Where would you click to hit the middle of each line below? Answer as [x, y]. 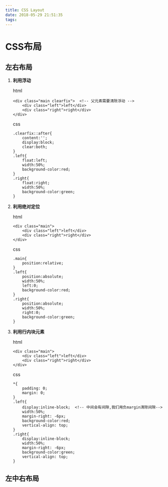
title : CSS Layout [25, 10]
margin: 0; [34, 393]
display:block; [38, 143]
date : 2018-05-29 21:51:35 [34, 15]
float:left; [35, 161]
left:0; [30, 286]
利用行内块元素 [28, 332]
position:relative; [43, 263]
